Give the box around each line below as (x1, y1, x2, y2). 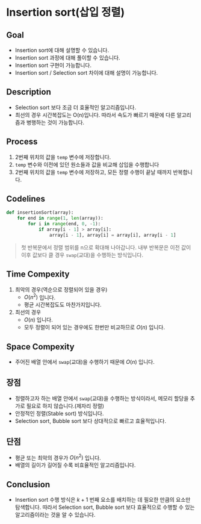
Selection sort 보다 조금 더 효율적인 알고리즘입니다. (14, 104, 137, 111)
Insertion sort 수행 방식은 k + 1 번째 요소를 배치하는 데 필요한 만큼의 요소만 (14, 496, 191, 504)
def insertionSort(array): (6, 210, 74, 216)
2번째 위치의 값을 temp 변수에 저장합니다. (14, 153, 111, 160)
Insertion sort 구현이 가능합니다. (14, 61, 92, 69)
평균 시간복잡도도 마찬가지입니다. (23, 301, 102, 308)
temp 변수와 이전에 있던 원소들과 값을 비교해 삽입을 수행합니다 (14, 161, 159, 168)
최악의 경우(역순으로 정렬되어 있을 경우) (14, 285, 108, 293)
